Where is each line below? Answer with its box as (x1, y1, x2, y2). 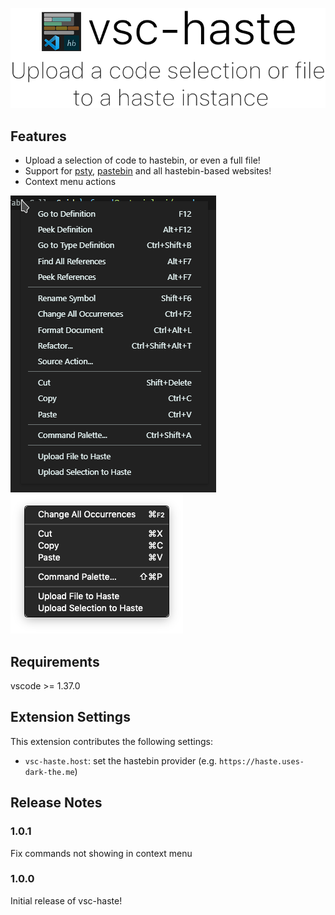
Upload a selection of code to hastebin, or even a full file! (24, 154, 261, 167)
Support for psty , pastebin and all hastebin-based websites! (24, 165, 272, 177)
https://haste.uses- (218, 756, 305, 767)
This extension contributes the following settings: (10, 735, 213, 747)
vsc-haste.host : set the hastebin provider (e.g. (24, 754, 218, 767)
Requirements (10, 653, 100, 670)
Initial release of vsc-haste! (10, 894, 123, 907)
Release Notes (10, 794, 103, 812)
